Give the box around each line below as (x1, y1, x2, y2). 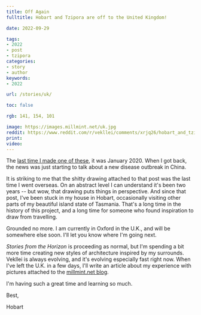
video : (6, 140, 23, 147)
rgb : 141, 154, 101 (6, 113, 55, 119)
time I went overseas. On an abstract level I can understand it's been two (6, 181, 186, 189)
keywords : (6, 75, 31, 81)
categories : (6, 58, 36, 64)
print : (6, 135, 23, 141)
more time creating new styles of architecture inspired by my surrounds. (6, 250, 184, 257)
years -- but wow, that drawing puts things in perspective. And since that (6, 188, 187, 195)
